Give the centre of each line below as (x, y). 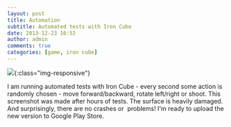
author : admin (28, 40)
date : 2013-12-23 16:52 (42, 33)
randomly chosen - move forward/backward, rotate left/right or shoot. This (114, 94)
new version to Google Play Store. (55, 116)
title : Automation (34, 20)
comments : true (29, 46)
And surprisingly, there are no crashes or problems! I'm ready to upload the (115, 108)
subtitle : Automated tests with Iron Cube (69, 26)
